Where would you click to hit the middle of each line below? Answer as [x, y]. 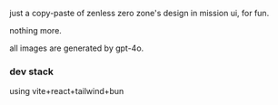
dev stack [32, 72]
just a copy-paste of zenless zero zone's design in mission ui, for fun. [139, 13]
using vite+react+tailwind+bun [67, 91]
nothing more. [35, 30]
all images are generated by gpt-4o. [77, 48]
